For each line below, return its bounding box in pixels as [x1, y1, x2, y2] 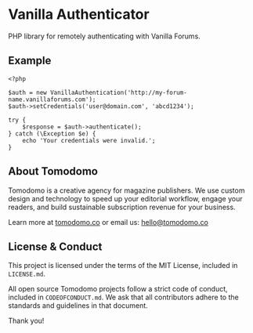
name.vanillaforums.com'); [8, 96, 96, 103]
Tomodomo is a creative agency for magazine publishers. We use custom [8, 186, 245, 195]
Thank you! [8, 316, 45, 326]
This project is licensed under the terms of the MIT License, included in [8, 261, 238, 270]
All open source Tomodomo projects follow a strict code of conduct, [8, 284, 229, 294]
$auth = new [8, 89, 47, 96]
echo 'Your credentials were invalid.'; [22, 136, 156, 144]
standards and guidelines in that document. [8, 301, 149, 310]
